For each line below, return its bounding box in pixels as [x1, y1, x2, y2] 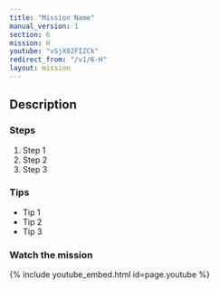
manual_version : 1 [9, 22, 79, 31]
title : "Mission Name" [9, 13, 95, 23]
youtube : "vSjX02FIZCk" [9, 47, 100, 56]
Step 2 [22, 154, 48, 165]
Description [9, 97, 77, 113]
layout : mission [9, 64, 71, 73]
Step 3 [22, 163, 48, 174]
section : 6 [9, 30, 51, 39]
